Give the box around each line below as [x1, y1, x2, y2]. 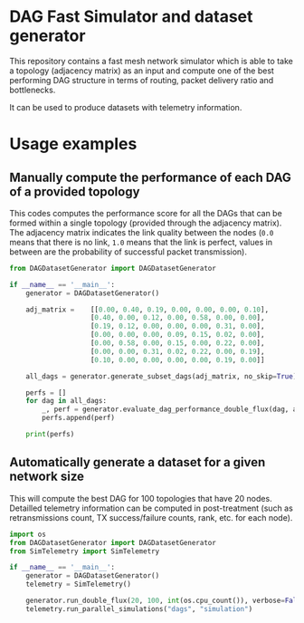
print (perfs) [25, 430, 75, 439]
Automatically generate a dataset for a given [9, 455, 266, 470]
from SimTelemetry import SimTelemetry [9, 546, 160, 556]
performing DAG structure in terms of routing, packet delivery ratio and [9, 74, 274, 85]
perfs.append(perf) [42, 414, 116, 423]
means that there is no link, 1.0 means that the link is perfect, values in [9, 236, 273, 247]
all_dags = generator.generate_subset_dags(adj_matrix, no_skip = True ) [25, 371, 298, 381]
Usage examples [9, 134, 138, 155]
